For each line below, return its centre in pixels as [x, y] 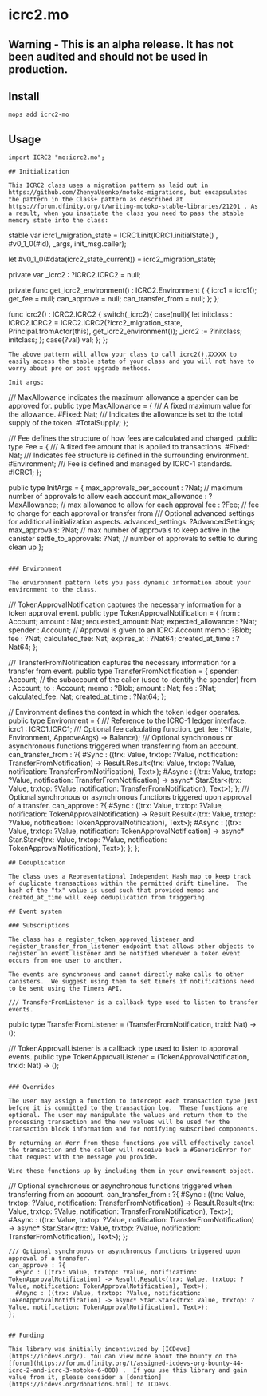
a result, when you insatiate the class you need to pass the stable [126, 213]
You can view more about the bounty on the [164, 1357]
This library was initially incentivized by [83, 1350]
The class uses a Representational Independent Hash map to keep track [130, 877]
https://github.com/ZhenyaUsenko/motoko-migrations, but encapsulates [128, 193]
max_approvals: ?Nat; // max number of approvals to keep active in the [124, 530]
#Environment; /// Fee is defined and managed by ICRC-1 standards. [120, 464]
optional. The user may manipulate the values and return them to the [128, 1115]
